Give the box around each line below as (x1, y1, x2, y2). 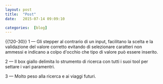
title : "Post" (5, 12, 36, 17)
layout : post (5, 7, 32, 12)
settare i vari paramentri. (5, 64, 55, 70)
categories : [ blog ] (5, 25, 48, 30)
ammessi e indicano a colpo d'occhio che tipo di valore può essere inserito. (5, 49, 159, 55)
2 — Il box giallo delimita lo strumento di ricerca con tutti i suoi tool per (5, 58, 149, 64)
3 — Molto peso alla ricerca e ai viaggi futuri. (5, 73, 96, 79)
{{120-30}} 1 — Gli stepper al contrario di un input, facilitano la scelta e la (5, 39, 154, 45)
